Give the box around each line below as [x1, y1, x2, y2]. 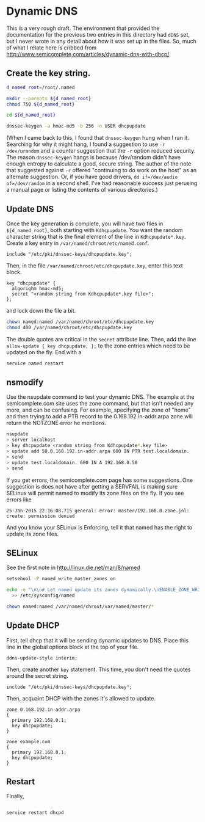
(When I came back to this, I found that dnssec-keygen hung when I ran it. [6, 134, 189, 142]
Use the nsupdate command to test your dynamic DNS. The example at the [6, 393, 195, 401]
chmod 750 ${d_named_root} [6, 101, 75, 107]
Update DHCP [6, 620, 60, 631]
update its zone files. [6, 530, 59, 537]
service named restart [6, 360, 64, 366]
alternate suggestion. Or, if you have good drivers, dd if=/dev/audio [6, 173, 178, 181]
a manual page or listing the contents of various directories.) [6, 186, 159, 194]
